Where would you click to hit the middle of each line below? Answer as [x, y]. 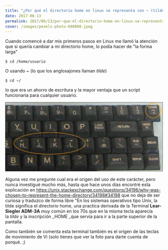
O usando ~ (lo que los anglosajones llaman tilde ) [56, 71]
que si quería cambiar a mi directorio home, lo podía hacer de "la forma [79, 46]
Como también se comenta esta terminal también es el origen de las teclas [82, 231]
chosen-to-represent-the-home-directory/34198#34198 [63, 195]
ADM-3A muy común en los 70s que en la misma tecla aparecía [87, 211]
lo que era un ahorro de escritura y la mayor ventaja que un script [73, 90]
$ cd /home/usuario [25, 62]
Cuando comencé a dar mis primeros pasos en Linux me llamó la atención [81, 41]
